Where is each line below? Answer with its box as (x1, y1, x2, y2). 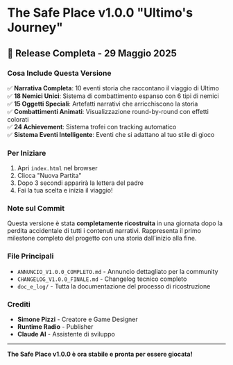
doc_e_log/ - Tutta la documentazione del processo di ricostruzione (17, 282, 211, 290)
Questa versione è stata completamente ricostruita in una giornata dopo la (7, 219, 223, 227)
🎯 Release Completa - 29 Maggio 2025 (7, 47, 177, 59)
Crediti (7, 299, 31, 309)
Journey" (7, 19, 64, 35)
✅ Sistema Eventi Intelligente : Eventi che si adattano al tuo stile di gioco (7, 130, 215, 138)
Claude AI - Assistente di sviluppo (17, 330, 116, 339)
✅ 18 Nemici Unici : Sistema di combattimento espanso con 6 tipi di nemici (7, 92, 220, 100)
